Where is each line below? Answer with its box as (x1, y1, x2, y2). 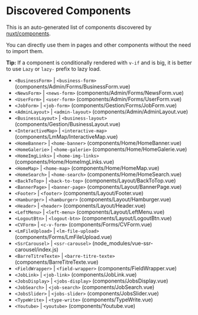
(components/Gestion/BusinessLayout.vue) (14, 120, 121, 127)
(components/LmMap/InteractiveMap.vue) (14, 133, 118, 140)
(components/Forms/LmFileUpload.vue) (14, 233, 112, 240)
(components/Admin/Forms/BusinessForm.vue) (14, 83, 131, 90)
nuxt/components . (6, 29, 51, 37)
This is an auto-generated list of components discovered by (6, 24, 152, 31)
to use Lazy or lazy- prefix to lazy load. (6, 65, 102, 72)
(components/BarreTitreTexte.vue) (14, 258, 99, 265)
